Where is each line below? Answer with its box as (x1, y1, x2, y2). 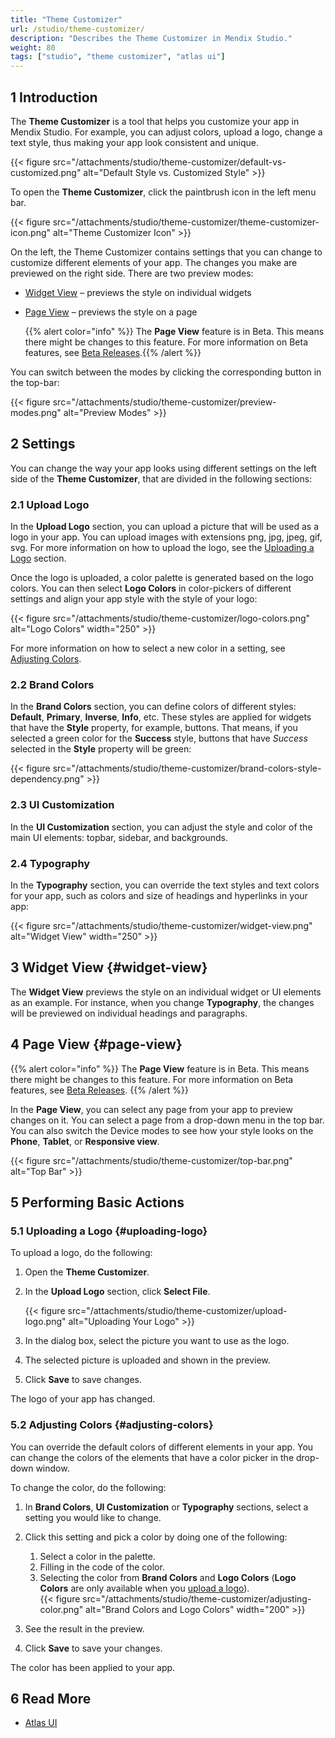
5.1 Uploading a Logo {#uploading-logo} (10, 1224, 208, 1238)
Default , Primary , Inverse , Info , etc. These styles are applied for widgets (10, 711, 312, 723)
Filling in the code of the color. (39, 1561, 165, 1573)
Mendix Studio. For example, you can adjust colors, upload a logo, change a (10, 126, 323, 138)
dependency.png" (10, 773, 85, 785)
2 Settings (10, 436, 76, 453)
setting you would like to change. (24, 1511, 162, 1523)
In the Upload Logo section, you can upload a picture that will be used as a (10, 521, 320, 533)
